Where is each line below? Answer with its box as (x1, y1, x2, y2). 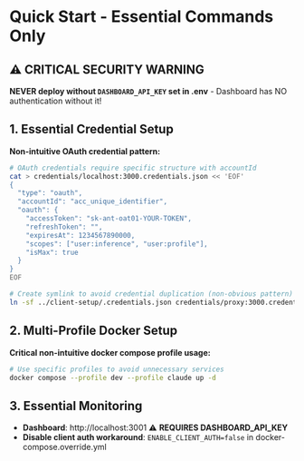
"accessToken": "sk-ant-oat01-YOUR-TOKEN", (25, 214, 193, 223)
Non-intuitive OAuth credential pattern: (9, 145, 161, 156)
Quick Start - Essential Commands (9, 6, 274, 27)
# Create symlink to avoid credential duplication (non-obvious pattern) (9, 289, 294, 299)
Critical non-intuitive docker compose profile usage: (9, 347, 211, 358)
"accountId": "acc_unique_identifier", (17, 197, 168, 206)
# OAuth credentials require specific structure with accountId (9, 163, 257, 172)
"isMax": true (25, 248, 79, 257)
